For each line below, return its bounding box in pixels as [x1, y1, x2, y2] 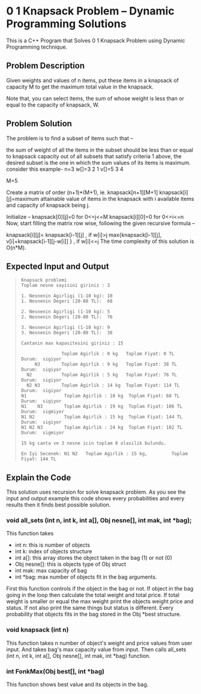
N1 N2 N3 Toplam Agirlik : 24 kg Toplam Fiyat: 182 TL [20, 425, 183, 431]
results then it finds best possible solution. [6, 501, 111, 509]
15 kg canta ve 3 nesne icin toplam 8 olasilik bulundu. [20, 440, 167, 446]
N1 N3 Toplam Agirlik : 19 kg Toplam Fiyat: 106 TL [20, 404, 183, 410]
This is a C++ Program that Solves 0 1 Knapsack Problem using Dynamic [6, 37, 185, 44]
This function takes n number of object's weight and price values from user [6, 639, 193, 646]
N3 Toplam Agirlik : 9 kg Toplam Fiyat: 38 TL [34, 361, 178, 367]
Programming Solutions [6, 17, 127, 31]
